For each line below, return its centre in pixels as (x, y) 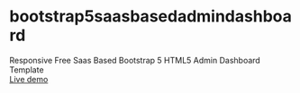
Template (27, 70)
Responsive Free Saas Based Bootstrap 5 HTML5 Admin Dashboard (135, 60)
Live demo (29, 79)
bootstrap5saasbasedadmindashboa (151, 17)
